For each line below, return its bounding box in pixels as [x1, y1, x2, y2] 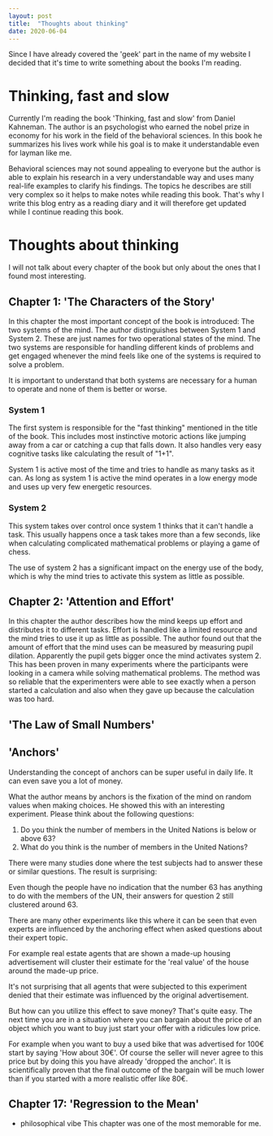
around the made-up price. [8, 966, 99, 976]
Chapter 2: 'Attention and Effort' [8, 595, 175, 609]
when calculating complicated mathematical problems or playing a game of [8, 538, 260, 548]
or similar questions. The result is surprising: [8, 866, 158, 876]
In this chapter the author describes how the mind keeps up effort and [8, 616, 243, 626]
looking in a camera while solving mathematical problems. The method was [8, 669, 261, 678]
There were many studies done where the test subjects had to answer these [8, 857, 263, 867]
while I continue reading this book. [8, 207, 124, 217]
